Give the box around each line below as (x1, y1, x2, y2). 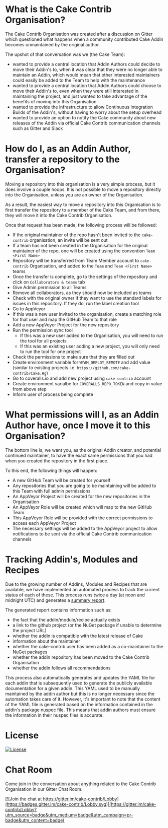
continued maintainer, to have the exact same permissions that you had (5, 452, 153, 458)
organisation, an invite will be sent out (29, 237, 108, 243)
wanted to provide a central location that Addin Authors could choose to (12, 82, 161, 89)
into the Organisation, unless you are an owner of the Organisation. (5, 191, 144, 197)
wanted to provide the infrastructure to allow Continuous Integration (12, 104, 153, 110)
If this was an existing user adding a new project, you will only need (20, 343, 160, 349)
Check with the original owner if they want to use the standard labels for (12, 295, 162, 301)
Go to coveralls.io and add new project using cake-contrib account (12, 375, 151, 381)
